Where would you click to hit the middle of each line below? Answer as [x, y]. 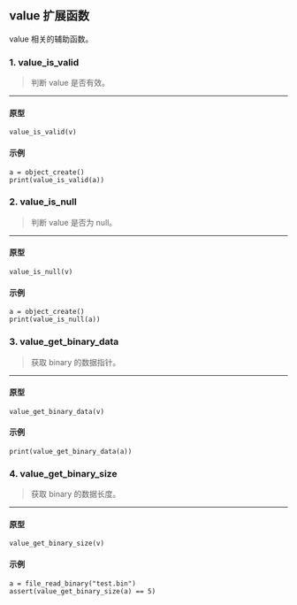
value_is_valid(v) [43, 132]
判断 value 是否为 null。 [74, 222]
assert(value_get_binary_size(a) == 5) [83, 591]
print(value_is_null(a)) [55, 320]
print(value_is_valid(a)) [57, 180]
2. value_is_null [43, 202]
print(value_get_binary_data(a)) [71, 451]
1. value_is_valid [44, 62]
